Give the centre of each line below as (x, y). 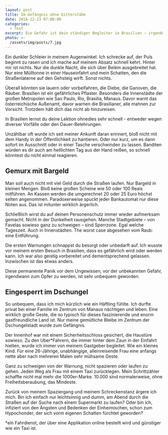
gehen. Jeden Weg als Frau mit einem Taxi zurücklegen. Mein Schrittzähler (82, 371)
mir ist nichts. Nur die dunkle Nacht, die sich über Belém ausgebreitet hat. (81, 67)
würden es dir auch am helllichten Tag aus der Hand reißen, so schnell (77, 150)
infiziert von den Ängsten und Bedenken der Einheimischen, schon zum (79, 408)
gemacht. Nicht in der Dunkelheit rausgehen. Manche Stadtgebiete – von (80, 219)
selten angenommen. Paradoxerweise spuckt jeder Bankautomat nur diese (82, 199)
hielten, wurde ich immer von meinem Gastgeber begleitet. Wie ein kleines (82, 346)
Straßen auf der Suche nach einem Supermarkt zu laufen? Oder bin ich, (79, 402)
